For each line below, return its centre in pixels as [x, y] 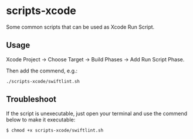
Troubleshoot [31, 100]
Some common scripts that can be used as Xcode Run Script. [80, 27]
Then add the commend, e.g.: [42, 71]
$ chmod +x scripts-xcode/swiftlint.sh [55, 130]
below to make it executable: [41, 119]
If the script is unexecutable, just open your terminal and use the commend [97, 113]
